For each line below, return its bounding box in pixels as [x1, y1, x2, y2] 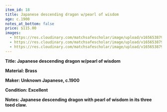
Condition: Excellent [5, 87, 48, 93]
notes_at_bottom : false [5, 21, 55, 26]
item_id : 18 [5, 7, 30, 12]
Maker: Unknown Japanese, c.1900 [5, 77, 80, 83]
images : [5, 30, 21, 35]
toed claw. [5, 102, 27, 108]
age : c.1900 [5, 16, 30, 21]
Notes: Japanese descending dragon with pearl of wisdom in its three [5, 97, 152, 103]
